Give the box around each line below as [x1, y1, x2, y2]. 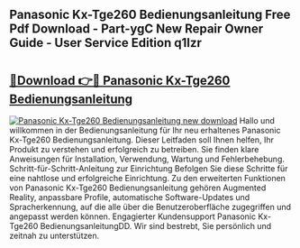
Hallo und [239, 115, 275, 125]
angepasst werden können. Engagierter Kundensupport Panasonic [9, 211, 257, 222]
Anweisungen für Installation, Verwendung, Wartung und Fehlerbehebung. [9, 153, 286, 164]
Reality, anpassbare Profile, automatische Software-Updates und [9, 192, 250, 202]
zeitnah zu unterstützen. [9, 230, 100, 241]
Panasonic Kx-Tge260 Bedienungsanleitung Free [9, 7, 291, 23]
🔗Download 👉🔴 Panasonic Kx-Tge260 [9, 72, 231, 88]
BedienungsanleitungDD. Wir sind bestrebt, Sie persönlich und [40, 221, 272, 231]
